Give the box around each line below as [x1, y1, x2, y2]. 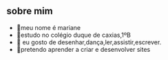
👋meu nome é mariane [16, 23, 81, 31]
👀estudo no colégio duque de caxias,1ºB [16, 31, 132, 39]
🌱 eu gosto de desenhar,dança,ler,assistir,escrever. [16, 37, 162, 46]
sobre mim [6, 5, 53, 17]
